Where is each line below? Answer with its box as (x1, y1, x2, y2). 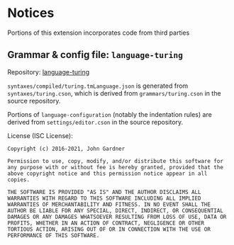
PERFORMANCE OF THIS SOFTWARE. (7, 232, 100, 239)
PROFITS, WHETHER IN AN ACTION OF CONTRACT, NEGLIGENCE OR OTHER (7, 220, 204, 227)
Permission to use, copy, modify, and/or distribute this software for (7, 157, 223, 164)
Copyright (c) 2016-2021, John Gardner (7, 145, 126, 152)
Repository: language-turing (7, 67, 90, 76)
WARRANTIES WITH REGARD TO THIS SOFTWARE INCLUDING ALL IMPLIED (7, 195, 201, 202)
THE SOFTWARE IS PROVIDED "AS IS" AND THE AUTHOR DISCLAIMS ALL (7, 188, 201, 195)
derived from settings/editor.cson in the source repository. (7, 118, 184, 126)
